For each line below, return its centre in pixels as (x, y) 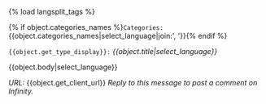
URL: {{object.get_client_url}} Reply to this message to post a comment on (133, 83)
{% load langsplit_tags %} (52, 12)
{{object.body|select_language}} (63, 67)
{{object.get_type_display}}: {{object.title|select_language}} (113, 51)
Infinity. (21, 91)
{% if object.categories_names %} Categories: (86, 27)
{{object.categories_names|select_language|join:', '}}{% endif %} (118, 36)
